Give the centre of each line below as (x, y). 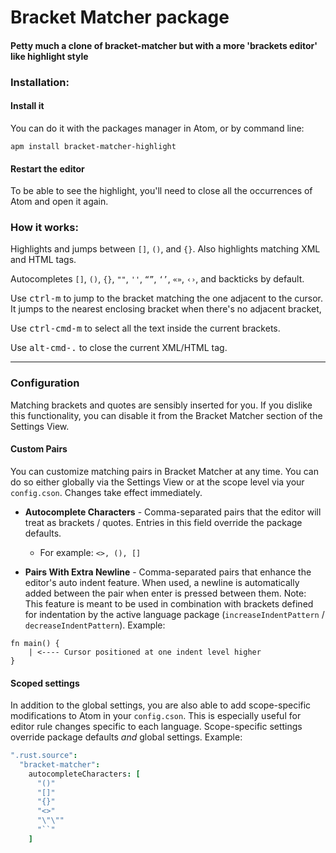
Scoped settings (45, 683)
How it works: (44, 228)
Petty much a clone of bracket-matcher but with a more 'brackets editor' (164, 45)
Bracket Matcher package (120, 17)
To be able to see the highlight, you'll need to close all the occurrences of (161, 191)
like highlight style (49, 56)
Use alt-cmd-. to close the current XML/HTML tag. (119, 348)
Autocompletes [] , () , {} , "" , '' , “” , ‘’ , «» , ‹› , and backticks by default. (157, 279)
